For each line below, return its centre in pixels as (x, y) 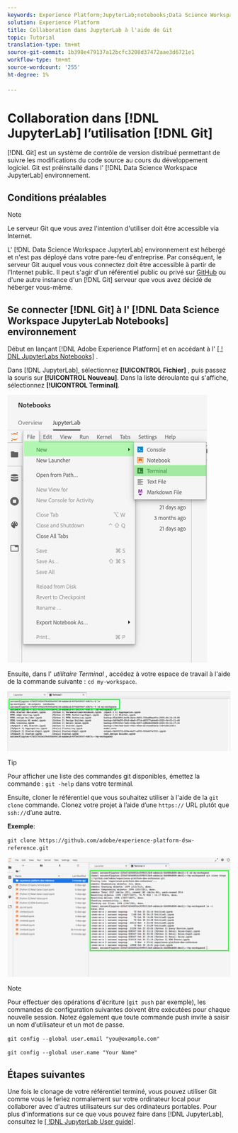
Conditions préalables (57, 197)
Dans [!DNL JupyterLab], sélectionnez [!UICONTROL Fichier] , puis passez (117, 370)
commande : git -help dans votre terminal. (71, 784)
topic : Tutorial (31, 38)
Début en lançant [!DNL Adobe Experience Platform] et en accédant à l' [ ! (115, 349)
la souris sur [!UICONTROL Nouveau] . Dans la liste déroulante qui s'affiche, (118, 378)
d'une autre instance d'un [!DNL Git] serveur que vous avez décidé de (109, 280)
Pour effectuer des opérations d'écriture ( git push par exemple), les (107, 1002)
